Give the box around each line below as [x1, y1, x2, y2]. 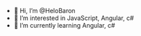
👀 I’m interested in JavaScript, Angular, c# [13, 14, 134, 22]
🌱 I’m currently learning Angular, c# [13, 21, 116, 29]
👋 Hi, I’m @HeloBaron [13, 7, 76, 15]
